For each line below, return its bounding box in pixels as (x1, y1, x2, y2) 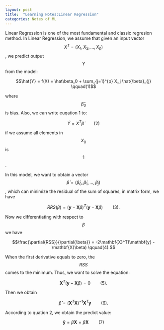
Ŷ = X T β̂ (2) (67, 119, 100, 126)
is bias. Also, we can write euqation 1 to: (5, 110, 87, 116)
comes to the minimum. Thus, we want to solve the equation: (5, 269, 130, 275)
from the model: (5, 68, 38, 75)
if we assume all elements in (5, 130, 63, 136)
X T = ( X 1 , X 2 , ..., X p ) (64, 43, 103, 51)
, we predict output (5, 53, 44, 59)
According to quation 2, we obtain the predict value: (5, 309, 112, 316)
